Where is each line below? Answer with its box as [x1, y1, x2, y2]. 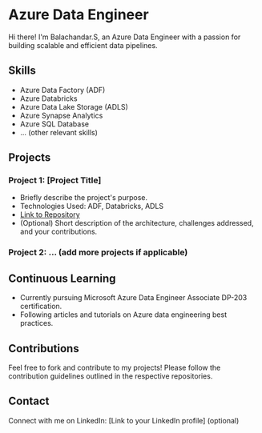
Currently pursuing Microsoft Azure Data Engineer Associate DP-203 [19, 293, 248, 303]
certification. [19, 302, 62, 311]
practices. [19, 319, 54, 328]
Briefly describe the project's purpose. [19, 193, 148, 202]
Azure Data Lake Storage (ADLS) [19, 102, 128, 111]
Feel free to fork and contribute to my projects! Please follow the [8, 363, 221, 372]
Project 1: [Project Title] [8, 174, 102, 186]
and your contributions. [19, 227, 98, 237]
